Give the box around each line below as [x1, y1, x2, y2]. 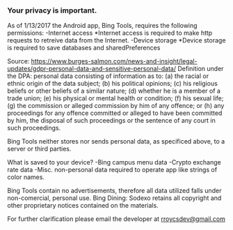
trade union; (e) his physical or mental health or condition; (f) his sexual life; [7, 94, 224, 102]
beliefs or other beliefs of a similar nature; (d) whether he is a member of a [7, 86, 221, 95]
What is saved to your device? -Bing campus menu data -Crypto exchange [7, 158, 221, 167]
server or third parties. [7, 145, 72, 153]
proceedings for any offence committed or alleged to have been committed [7, 109, 223, 117]
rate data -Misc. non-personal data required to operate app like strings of [7, 166, 218, 174]
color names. [7, 173, 45, 181]
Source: [7, 57, 30, 66]
